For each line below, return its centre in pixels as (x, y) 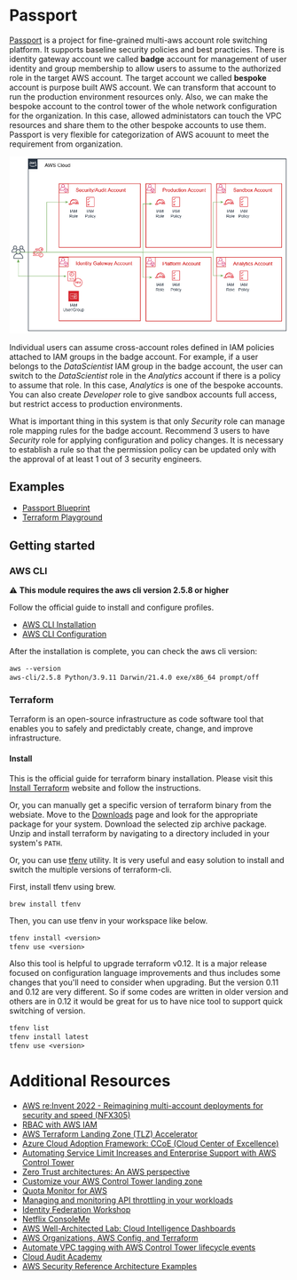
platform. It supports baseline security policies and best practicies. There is (147, 49)
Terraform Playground (63, 517)
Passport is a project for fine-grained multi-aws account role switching (138, 40)
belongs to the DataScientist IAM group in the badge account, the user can (146, 366)
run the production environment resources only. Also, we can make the (139, 96)
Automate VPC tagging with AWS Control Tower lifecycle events (139, 1247)
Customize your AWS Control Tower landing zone (112, 1181)
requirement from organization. (66, 144)
